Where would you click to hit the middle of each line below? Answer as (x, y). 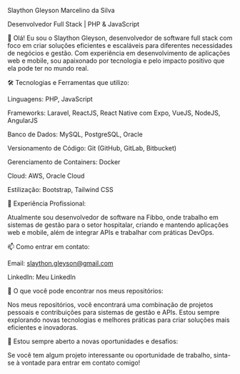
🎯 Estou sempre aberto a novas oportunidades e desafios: (93, 341)
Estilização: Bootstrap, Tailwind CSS (61, 189)
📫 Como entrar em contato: (49, 247)
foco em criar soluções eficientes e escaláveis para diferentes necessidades (120, 45)
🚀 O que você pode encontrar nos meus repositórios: (85, 291)
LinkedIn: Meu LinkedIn (42, 277)
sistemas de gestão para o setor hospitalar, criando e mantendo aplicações (118, 225)
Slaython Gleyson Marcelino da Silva (61, 10)
